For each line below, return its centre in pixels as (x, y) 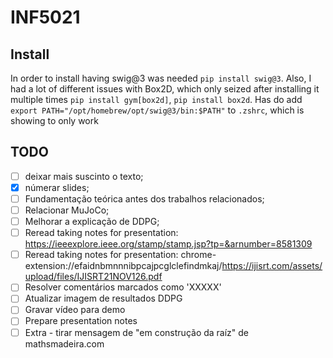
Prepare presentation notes (81, 321)
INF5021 (45, 17)
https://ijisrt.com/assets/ (272, 266)
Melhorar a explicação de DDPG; (92, 222)
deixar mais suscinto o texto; (84, 176)
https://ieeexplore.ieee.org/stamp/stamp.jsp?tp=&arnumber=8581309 (168, 244)
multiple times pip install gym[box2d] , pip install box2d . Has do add (156, 99)
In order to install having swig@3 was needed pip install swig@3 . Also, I (161, 78)
